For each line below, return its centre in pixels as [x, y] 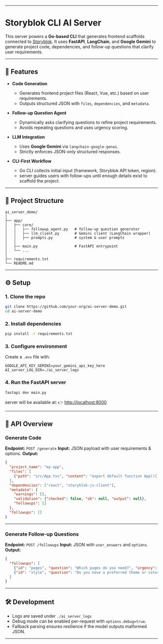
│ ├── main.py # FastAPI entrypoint [62, 246]
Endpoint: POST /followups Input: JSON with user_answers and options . [77, 545]
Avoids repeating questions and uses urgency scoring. [74, 127]
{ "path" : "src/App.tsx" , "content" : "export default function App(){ [86, 476]
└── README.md [19, 263]
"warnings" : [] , [30, 494]
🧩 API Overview [29, 424]
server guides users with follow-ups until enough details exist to [83, 176]
